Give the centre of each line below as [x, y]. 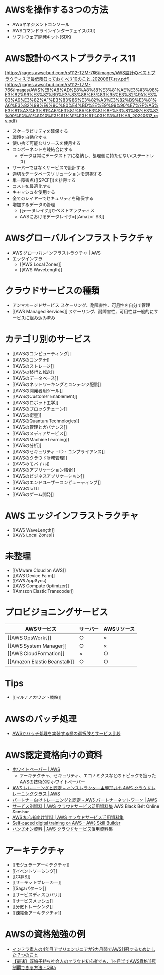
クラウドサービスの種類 [52, 291]
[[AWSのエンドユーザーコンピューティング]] [57, 482]
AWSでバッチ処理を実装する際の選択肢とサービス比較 [66, 733]
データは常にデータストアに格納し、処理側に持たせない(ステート [85, 155]
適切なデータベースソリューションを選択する [57, 174]
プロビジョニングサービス [57, 612]
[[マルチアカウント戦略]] [37, 697]
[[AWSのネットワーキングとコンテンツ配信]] [57, 384]
